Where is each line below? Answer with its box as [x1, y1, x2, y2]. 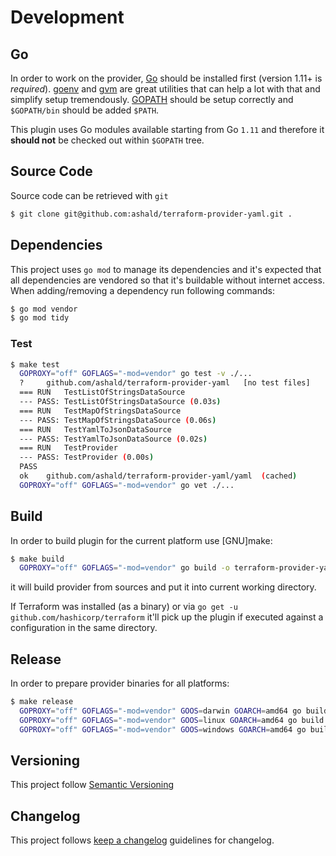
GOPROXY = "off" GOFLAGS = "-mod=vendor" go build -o [19, 563, 230, 573]
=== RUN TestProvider [19, 443, 118, 453]
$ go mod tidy [10, 313, 70, 323]
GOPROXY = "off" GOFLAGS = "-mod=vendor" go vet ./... [19, 480, 235, 490]
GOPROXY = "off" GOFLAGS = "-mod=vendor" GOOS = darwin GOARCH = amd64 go [19, 706, 302, 716]
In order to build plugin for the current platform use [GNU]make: [10, 534, 273, 546]
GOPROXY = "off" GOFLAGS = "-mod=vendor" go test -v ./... [19, 369, 253, 379]
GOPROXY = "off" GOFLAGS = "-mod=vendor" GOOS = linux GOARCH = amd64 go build [19, 715, 325, 725]
